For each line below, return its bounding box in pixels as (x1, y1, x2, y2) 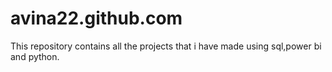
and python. (10, 50, 60, 62)
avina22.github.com (10, 7, 183, 30)
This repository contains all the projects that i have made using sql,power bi (10, 40, 322, 52)
